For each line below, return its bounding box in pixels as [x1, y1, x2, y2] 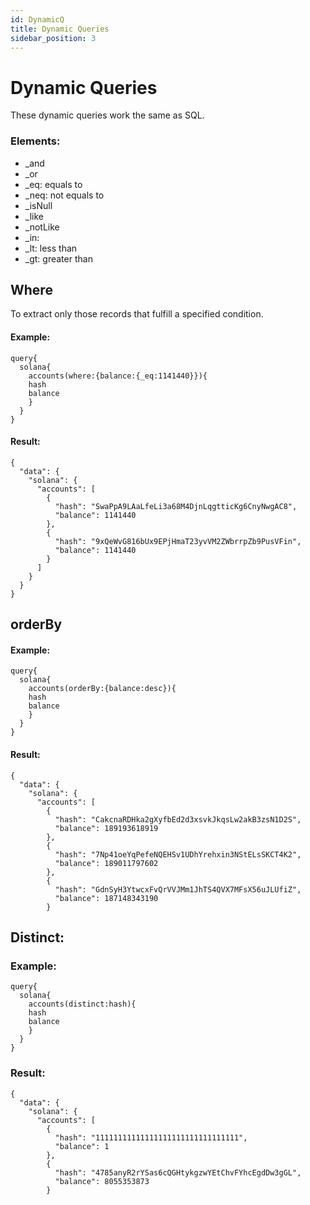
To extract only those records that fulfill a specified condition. [10, 308, 264, 320]
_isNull [24, 199, 53, 211]
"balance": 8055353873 [54, 1176, 150, 1186]
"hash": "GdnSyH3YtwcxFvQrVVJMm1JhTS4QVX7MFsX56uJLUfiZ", [54, 884, 302, 895]
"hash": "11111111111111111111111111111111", [54, 1132, 248, 1143]
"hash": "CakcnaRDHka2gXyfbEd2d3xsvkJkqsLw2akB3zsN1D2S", [54, 814, 302, 825]
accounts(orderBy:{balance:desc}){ [28, 684, 177, 694]
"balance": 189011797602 [54, 858, 159, 868]
